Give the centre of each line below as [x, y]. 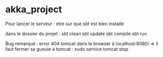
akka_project [34, 9]
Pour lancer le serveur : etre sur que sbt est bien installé [65, 24]
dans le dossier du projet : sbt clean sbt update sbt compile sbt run [76, 33]
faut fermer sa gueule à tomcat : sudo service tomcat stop [67, 49]
